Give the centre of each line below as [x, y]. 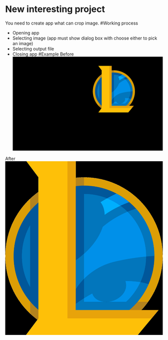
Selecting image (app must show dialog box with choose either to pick [85, 38]
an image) [23, 43]
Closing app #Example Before [43, 54]
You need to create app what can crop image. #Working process [72, 23]
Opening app [26, 33]
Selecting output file [33, 49]
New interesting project [55, 9]
